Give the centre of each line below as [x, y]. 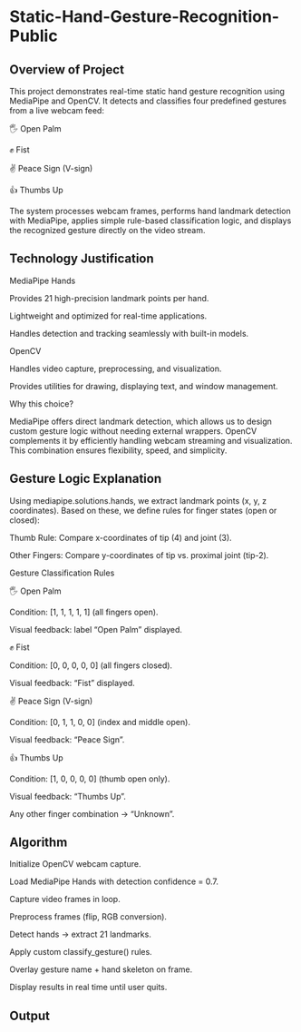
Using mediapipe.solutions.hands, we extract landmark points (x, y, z [138, 500]
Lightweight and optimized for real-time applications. [108, 316]
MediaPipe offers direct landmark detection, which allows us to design [141, 421]
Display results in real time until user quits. [88, 988]
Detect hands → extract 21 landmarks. [80, 934]
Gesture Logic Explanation [86, 479]
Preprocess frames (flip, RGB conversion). [88, 917]
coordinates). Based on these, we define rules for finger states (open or [143, 510]
